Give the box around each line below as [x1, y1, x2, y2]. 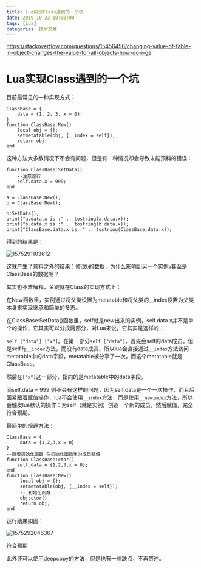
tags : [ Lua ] [6, 20, 36, 26]
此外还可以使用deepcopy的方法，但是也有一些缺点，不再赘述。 [6, 555, 165, 563]
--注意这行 [17, 173, 41, 180]
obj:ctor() [19, 495, 47, 502]
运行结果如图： [6, 517, 44, 525]
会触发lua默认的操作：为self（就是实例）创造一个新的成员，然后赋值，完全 [6, 402, 193, 409]
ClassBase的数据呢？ [6, 271, 60, 278]
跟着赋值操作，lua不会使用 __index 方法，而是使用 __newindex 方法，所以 [16, 394, 193, 401]
